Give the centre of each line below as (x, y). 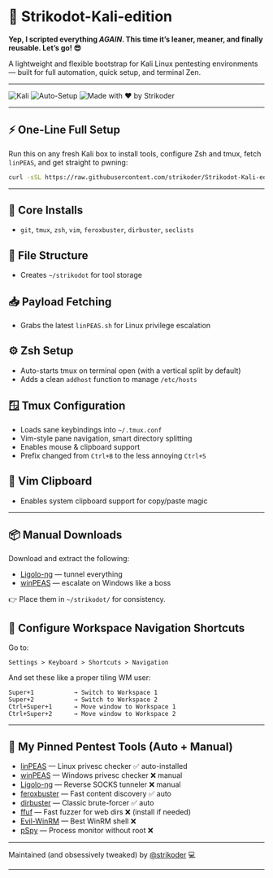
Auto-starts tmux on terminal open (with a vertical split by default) (130, 371)
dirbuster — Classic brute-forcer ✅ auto (87, 802)
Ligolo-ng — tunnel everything (71, 574)
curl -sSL (25, 177)
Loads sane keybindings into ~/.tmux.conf (91, 429)
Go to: (19, 648)
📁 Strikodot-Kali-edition (91, 17)
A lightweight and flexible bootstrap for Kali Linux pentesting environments (133, 64)
